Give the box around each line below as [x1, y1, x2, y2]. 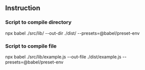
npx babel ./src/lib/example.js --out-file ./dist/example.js [5, 54, 121, 60]
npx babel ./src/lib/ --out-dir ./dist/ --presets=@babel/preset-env [5, 30, 140, 36]
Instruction [5, 4, 40, 12]
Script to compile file [5, 42, 57, 49]
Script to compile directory [5, 19, 71, 26]
